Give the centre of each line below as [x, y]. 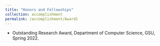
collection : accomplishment [34, 14]
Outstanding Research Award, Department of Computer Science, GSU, [84, 33]
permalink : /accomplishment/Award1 [42, 19]
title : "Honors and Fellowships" [39, 10]
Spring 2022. [26, 38]
